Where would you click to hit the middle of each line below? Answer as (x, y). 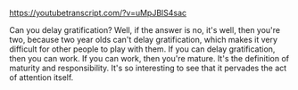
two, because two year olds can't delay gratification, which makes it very (144, 40)
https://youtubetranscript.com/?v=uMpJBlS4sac (98, 13)
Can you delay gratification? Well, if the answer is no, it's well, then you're (145, 30)
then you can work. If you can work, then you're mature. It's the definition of (149, 58)
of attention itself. (41, 78)
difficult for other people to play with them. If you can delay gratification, (142, 49)
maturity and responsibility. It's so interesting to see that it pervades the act (148, 68)
